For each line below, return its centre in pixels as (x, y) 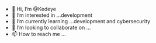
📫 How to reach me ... (39, 34)
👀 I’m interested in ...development (52, 15)
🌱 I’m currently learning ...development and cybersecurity (81, 21)
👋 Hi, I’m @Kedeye (34, 9)
